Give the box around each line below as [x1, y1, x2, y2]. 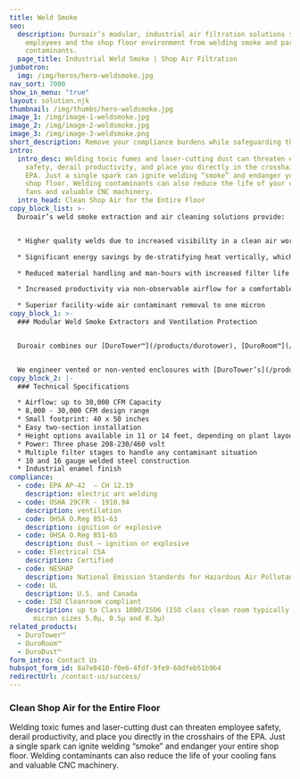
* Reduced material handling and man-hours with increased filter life [17, 269, 290, 278]
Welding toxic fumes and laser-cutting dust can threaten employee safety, [9, 722, 281, 733]
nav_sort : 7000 [9, 80, 66, 88]
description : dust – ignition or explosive [25, 540, 190, 549]
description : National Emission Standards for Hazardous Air [25, 573, 257, 582]
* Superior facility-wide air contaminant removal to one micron [17, 301, 266, 310]
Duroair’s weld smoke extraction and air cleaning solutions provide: [17, 212, 286, 222]
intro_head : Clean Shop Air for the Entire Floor [17, 196, 205, 205]
